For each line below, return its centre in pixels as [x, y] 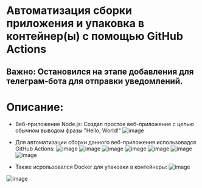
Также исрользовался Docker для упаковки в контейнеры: [91, 167]
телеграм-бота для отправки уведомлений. [95, 81]
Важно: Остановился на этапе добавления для [100, 71]
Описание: [35, 107]
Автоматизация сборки [69, 11]
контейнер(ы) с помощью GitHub [95, 36]
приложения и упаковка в [75, 23]
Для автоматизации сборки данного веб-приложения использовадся [106, 142]
